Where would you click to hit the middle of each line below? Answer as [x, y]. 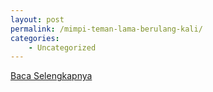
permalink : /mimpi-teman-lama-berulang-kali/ [106, 29]
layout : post [37, 19]
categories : [35, 38]
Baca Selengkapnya [51, 76]
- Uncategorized [62, 47]
